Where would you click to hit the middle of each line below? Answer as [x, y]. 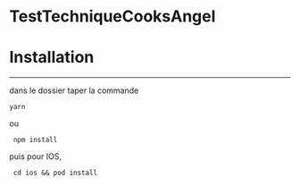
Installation [52, 58]
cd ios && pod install [55, 173]
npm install [35, 140]
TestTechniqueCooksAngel [112, 17]
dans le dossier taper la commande [74, 90]
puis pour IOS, [36, 156]
